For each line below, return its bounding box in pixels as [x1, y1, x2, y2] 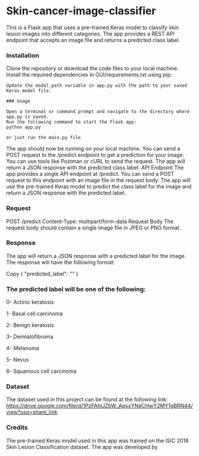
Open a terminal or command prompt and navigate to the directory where [6, 109, 190, 115]
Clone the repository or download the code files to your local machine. [6, 65, 179, 72]
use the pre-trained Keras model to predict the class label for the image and [6, 183, 192, 190]
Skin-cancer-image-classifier [6, 4, 156, 18]
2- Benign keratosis [6, 322, 55, 329]
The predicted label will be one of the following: [6, 285, 146, 293]
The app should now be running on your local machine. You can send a [6, 145, 181, 152]
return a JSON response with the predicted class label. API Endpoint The [6, 164, 184, 171]
